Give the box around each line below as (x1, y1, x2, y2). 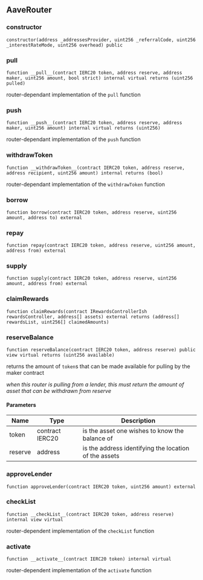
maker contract (6, 369, 44, 377)
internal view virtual (6, 516, 63, 522)
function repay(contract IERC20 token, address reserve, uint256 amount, (6, 242, 196, 249)
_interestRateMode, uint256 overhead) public (6, 42, 123, 48)
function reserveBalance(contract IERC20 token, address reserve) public (6, 347, 196, 353)
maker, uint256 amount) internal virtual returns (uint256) (6, 125, 161, 131)
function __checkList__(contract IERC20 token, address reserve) (6, 511, 174, 517)
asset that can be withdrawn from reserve (6, 387, 112, 395)
